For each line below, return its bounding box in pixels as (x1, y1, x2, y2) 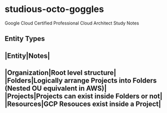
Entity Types (5, 34, 45, 43)
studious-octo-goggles (5, 3, 104, 15)
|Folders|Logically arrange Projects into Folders (5, 76, 157, 85)
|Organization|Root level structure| (5, 68, 116, 77)
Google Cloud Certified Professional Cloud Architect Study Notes (5, 20, 139, 26)
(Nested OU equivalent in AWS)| (5, 84, 107, 93)
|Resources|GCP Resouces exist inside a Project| (5, 100, 161, 108)
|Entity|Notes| (5, 51, 51, 60)
